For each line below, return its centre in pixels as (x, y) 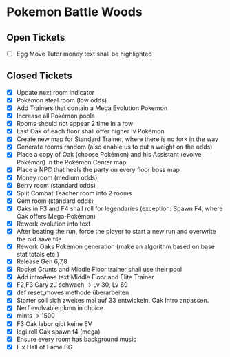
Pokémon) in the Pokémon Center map (71, 162)
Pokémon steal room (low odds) (62, 100)
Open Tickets (36, 37)
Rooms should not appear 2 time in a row (75, 124)
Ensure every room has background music (76, 339)
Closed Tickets (40, 76)
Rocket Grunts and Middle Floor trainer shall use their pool (99, 270)
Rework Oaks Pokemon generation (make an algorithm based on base (115, 246)
